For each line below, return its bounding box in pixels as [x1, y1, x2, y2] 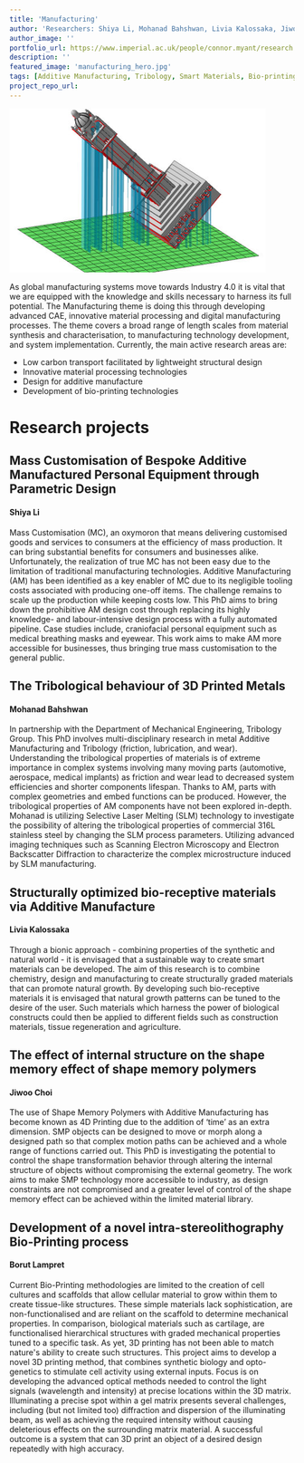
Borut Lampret [9, 1259, 65, 1270]
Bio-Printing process [9, 1234, 129, 1249]
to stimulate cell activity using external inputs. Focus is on [43, 1366, 260, 1377]
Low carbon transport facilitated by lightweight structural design [22, 356, 262, 367]
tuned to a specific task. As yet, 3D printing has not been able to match [9, 1337, 274, 1348]
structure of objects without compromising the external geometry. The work [9, 1165, 292, 1176]
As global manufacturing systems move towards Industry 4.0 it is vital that [9, 281, 286, 292]
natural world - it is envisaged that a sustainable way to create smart [9, 954, 265, 965]
